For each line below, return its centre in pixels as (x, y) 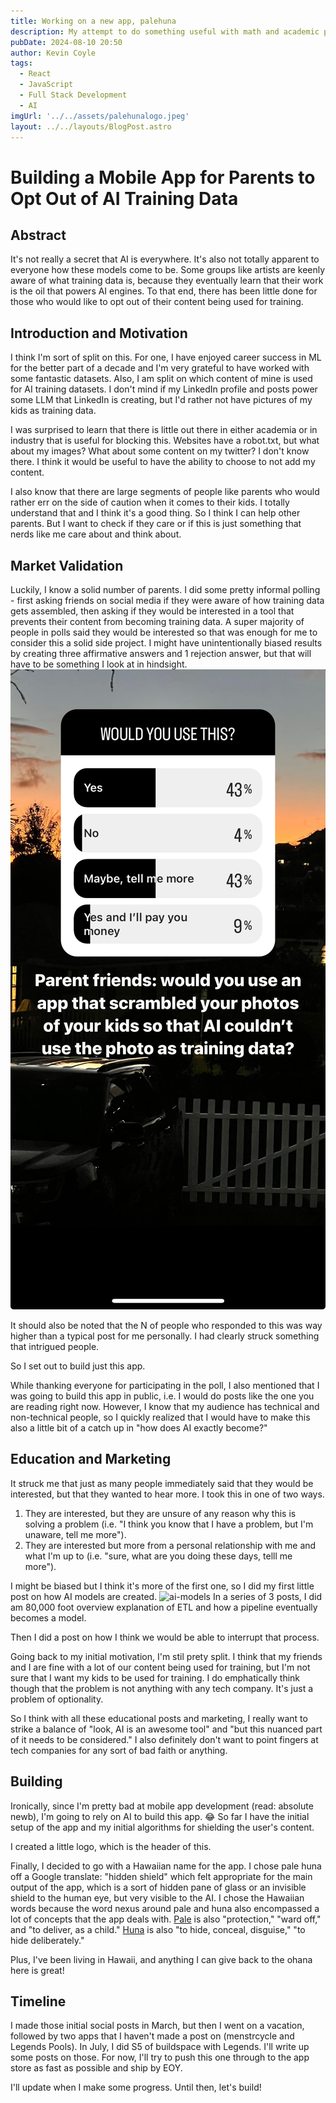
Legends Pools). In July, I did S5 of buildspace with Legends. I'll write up (160, 2047)
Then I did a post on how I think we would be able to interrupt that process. (165, 1637)
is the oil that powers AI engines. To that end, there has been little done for (164, 291)
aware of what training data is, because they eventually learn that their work (167, 281)
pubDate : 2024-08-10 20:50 (66, 42)
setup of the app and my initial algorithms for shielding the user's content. (162, 1827)
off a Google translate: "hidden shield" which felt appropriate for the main (161, 1876)
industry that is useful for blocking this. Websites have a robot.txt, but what (165, 441)
